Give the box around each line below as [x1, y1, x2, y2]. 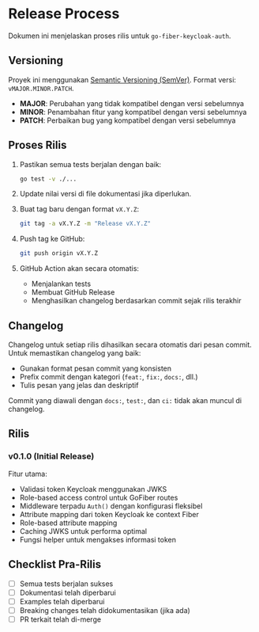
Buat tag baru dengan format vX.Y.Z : [19, 204, 140, 214]
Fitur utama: [8, 469, 47, 478]
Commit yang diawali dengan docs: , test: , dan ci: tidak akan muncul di [8, 396, 242, 405]
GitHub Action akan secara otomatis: [19, 264, 140, 273]
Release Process [8, 5, 120, 23]
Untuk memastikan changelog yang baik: [8, 348, 141, 357]
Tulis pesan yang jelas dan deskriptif [19, 381, 139, 390]
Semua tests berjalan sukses [19, 579, 114, 588]
